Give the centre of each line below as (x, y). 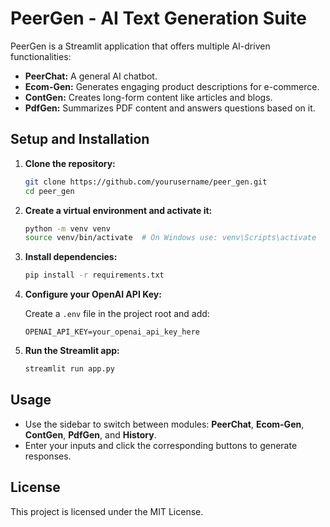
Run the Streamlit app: (72, 351)
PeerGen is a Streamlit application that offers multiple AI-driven (140, 46)
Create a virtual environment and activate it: (118, 210)
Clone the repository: (70, 163)
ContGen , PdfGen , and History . (90, 434)
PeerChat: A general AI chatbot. (91, 76)
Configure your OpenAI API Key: (93, 294)
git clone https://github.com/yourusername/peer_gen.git (146, 182)
